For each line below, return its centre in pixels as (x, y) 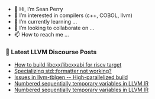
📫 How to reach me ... (41, 34)
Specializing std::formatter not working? (63, 71)
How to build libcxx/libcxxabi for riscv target (68, 65)
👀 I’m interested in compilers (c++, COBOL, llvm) (73, 15)
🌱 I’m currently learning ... (46, 22)
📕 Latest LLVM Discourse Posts (51, 52)
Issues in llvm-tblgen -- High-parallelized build (71, 77)
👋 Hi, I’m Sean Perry (38, 9)
